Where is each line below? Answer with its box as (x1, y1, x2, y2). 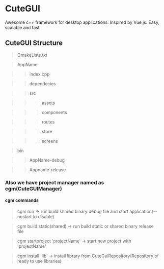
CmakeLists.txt (17, 52, 48, 58)
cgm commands (5, 197, 39, 203)
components (41, 109, 67, 115)
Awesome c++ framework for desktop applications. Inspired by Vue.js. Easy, (5, 19, 160, 25)
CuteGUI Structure (5, 39, 63, 47)
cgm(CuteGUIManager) (5, 185, 62, 192)
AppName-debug (29, 157, 65, 163)
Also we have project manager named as (5, 179, 104, 186)
